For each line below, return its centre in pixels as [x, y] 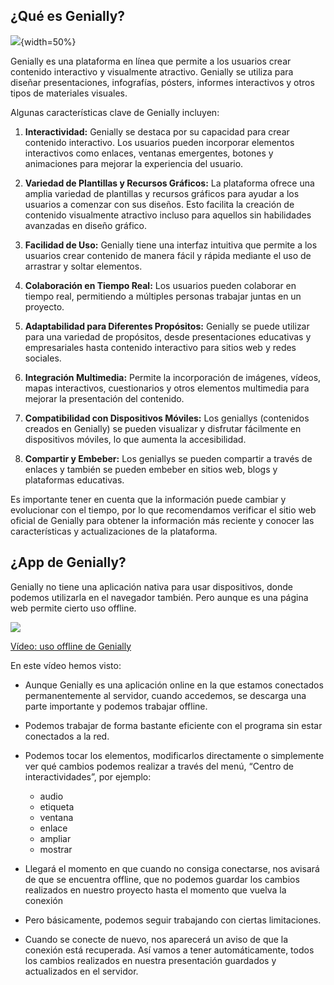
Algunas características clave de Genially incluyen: [115, 112]
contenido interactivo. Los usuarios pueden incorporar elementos [159, 142]
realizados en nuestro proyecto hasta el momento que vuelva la [155, 890]
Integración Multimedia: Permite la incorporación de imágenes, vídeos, [173, 377]
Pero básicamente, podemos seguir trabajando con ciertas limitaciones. [173, 920]
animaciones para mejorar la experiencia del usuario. [134, 163]
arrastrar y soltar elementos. [83, 266]
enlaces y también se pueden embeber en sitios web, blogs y [151, 469]
